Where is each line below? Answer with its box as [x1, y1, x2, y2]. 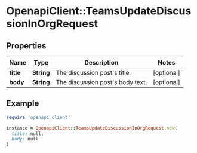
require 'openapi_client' [6, 114, 70, 120]
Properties [6, 41, 47, 51]
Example [6, 99, 39, 109]
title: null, [11, 130, 44, 137]
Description [84, 59, 119, 66]
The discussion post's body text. [56, 78, 147, 86]
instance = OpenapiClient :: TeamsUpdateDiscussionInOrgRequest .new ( [6, 125, 178, 131]
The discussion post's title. [56, 69, 131, 76]
